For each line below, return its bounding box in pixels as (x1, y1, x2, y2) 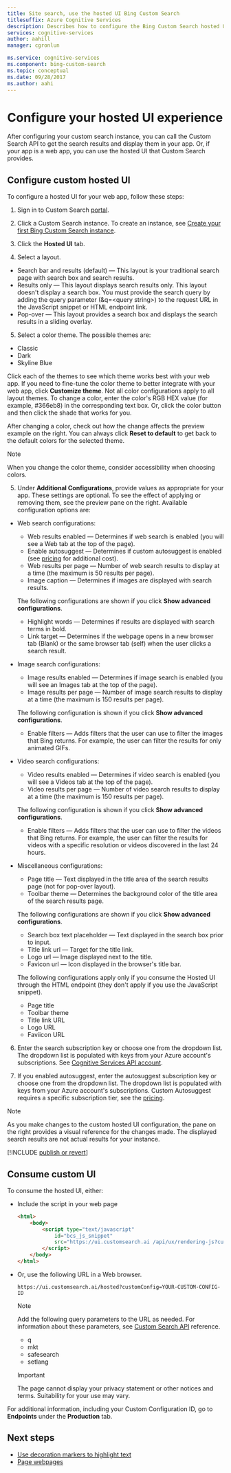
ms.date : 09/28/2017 (7, 74, 67, 80)
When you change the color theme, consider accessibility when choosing (7, 463, 215, 472)
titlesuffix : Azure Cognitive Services (7, 17, 122, 23)
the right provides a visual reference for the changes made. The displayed (7, 1128, 217, 1136)
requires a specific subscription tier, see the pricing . (16, 1094, 165, 1102)
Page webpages (16, 1457, 63, 1465)
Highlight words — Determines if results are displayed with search (27, 618, 215, 626)
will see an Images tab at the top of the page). (27, 681, 158, 689)
